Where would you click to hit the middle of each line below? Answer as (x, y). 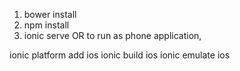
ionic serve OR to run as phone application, (112, 35)
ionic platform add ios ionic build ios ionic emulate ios (120, 55)
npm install (46, 25)
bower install (50, 14)
